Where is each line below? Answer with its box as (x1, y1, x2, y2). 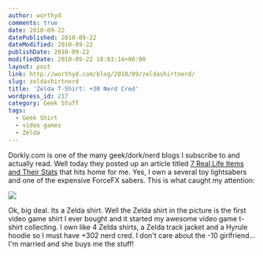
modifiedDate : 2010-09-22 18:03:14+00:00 (8, 56, 146, 64)
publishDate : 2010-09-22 (8, 48, 90, 56)
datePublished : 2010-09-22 (8, 33, 97, 42)
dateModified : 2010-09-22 (8, 41, 93, 49)
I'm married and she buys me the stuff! (8, 239, 135, 248)
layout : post (8, 63, 51, 71)
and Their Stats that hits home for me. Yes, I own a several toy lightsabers (8, 167, 247, 176)
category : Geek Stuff (8, 99, 80, 107)
